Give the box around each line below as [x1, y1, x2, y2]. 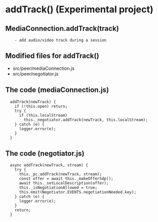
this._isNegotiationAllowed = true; [18, 185, 97, 191]
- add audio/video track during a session [14, 38, 107, 43]
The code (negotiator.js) [5, 149, 85, 158]
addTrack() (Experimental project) [5, 4, 154, 15]
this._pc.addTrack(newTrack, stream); [18, 172, 102, 177]
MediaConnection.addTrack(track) [5, 24, 119, 33]
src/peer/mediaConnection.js [12, 65, 75, 71]
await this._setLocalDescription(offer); [18, 181, 109, 186]
